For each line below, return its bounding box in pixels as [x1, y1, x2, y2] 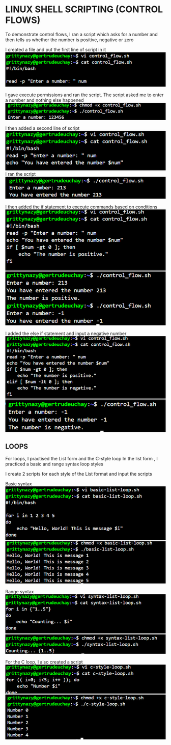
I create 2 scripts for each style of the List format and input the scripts [5, 471, 153, 477]
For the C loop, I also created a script [5, 658, 83, 665]
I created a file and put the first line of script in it [5, 46, 106, 52]
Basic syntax [5, 481, 32, 487]
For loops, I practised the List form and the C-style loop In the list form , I [5, 456, 158, 462]
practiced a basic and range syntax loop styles [5, 461, 103, 467]
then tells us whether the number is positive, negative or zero [5, 37, 134, 43]
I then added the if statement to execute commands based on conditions [5, 204, 158, 210]
